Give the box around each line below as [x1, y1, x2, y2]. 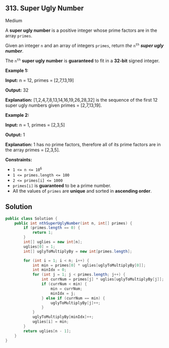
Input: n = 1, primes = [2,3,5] [5, 121, 65, 128]
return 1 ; [32, 230, 53, 235]
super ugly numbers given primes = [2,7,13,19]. [5, 102, 102, 108]
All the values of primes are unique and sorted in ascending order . [12, 188, 152, 194]
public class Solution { [5, 216, 58, 221]
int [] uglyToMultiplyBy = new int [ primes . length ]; [23, 249, 133, 254]
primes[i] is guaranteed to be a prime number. [12, 182, 111, 189]
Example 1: [5, 67, 29, 73]
